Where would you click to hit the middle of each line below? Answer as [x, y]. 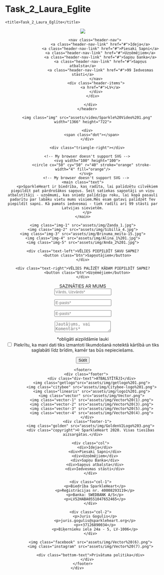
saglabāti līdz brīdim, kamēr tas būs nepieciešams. [83, 350]
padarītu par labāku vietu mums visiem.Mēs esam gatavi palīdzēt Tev [83, 199]
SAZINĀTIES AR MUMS [83, 286]
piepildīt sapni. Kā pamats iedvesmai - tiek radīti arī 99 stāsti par [83, 204]
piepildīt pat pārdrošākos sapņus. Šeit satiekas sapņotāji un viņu [83, 191]
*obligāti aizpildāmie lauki [83, 339]
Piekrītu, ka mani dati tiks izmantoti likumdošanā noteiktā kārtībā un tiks [86, 345]
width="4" [65, 169]
